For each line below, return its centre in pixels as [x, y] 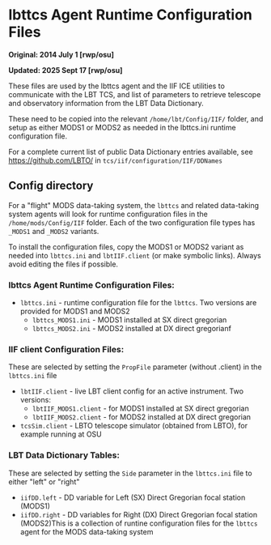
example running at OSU [61, 434]
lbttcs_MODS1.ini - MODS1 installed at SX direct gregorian [129, 320]
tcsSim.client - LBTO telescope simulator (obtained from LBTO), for [134, 426]
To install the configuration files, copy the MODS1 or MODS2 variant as [126, 247]
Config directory [51, 186]
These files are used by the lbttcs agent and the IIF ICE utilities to [116, 86]
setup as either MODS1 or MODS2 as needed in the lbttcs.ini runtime [122, 127]
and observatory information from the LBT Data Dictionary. [106, 103]
